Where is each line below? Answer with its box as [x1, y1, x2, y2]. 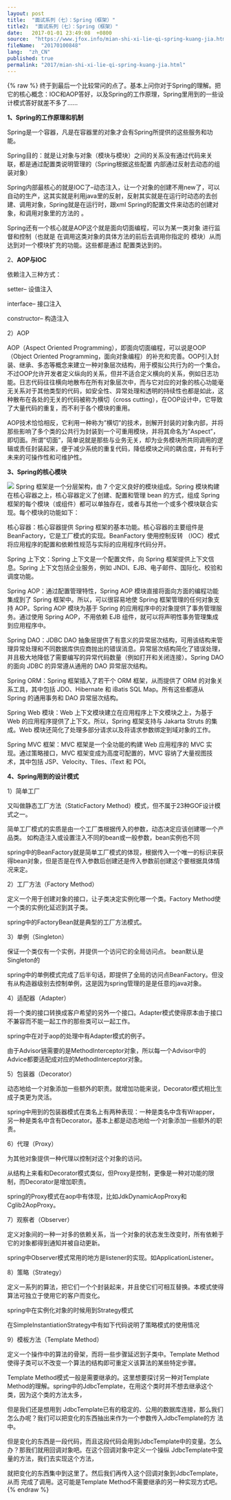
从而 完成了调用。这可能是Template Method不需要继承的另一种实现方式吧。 [7, 1477, 221, 1486]
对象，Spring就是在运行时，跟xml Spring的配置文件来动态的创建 [30, 200, 213, 208]
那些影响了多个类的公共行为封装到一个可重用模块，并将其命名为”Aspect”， [7, 427, 219, 435]
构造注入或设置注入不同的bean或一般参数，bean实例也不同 [32, 833, 200, 842]
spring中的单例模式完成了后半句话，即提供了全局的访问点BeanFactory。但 [7, 970, 218, 978]
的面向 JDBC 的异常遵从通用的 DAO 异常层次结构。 [7, 662, 151, 670]
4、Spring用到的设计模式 [7, 772, 79, 780]
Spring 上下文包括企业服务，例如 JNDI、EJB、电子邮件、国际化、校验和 [19, 563, 223, 571]
